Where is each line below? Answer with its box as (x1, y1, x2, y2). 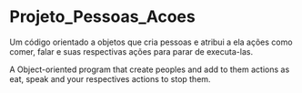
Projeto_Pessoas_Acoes (9, 6, 196, 27)
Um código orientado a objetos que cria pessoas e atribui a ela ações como (9, 36, 293, 47)
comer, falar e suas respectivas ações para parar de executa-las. (9, 46, 253, 57)
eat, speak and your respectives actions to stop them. (9, 73, 211, 84)
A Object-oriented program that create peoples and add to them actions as (9, 64, 290, 75)
